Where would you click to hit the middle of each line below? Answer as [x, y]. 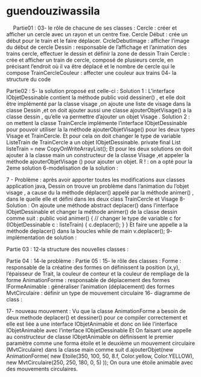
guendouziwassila [53, 11]
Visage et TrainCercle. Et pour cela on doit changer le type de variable [94, 136]
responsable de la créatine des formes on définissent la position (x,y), [93, 267]
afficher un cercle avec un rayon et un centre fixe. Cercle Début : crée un [97, 34]
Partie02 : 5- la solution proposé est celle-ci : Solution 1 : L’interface [91, 91]
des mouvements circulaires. [42, 369]
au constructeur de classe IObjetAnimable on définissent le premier [90, 337]
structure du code [29, 79]
